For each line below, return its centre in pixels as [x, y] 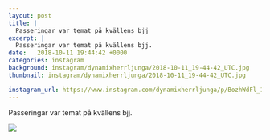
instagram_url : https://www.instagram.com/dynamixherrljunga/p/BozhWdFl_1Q [138, 90]
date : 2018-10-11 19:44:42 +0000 [68, 53]
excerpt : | [27, 38]
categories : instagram [46, 61]
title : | [23, 23]
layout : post [30, 16]
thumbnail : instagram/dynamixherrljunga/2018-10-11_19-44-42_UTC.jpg [127, 75]
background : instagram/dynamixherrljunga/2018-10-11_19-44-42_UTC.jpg [129, 68]
